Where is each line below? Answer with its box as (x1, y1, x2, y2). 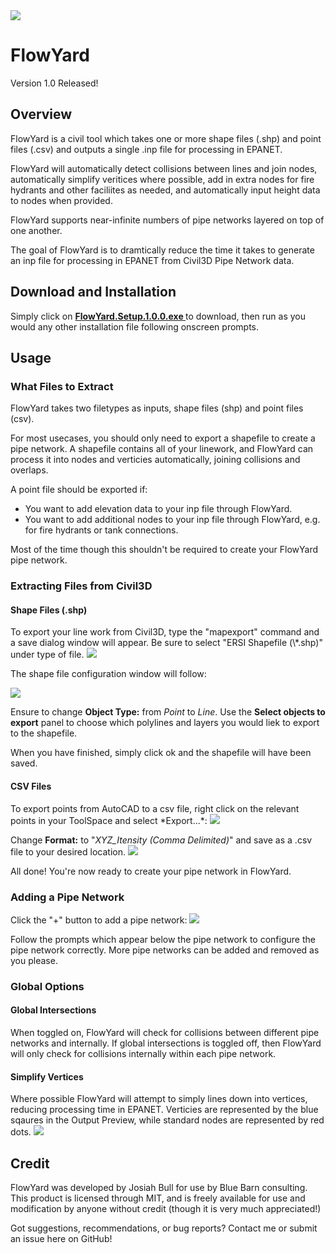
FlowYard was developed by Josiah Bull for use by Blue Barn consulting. (10, 1182, 308, 1194)
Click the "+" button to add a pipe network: (10, 914, 188, 926)
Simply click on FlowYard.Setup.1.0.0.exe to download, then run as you (10, 310, 307, 322)
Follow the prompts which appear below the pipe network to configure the (10, 933, 316, 945)
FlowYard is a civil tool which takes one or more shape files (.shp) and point (10, 132, 322, 144)
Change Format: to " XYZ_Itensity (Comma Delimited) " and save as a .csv (10, 834, 313, 846)
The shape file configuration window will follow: (10, 668, 207, 680)
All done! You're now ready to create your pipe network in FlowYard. (10, 865, 292, 877)
